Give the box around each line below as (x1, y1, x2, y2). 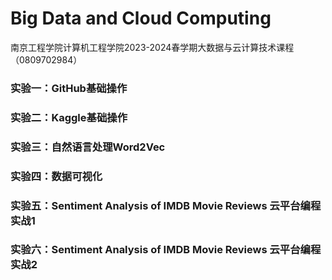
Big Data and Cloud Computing (10, 7, 272, 30)
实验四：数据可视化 (10, 169, 103, 183)
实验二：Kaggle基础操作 (10, 110, 128, 124)
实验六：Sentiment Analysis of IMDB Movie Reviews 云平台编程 (10, 243, 322, 257)
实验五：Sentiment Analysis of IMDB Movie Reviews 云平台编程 (10, 198, 322, 212)
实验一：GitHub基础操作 (10, 81, 128, 95)
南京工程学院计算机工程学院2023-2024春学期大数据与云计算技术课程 (10, 41, 295, 53)
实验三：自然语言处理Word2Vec (10, 140, 166, 154)
